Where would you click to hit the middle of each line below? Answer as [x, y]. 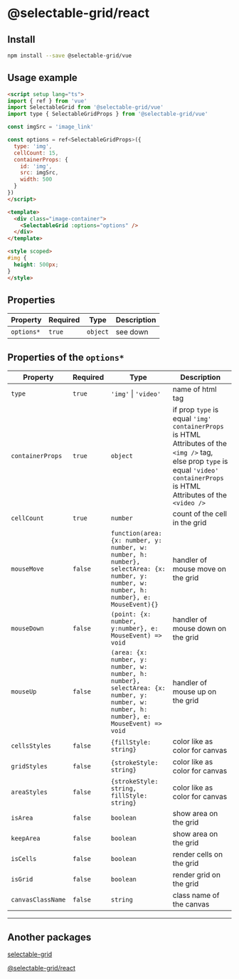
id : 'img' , [36, 166]
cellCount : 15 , [36, 153]
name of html [195, 389]
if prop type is [196, 410]
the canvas [191, 904]
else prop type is [200, 462]
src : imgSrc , [39, 173]
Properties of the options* [66, 357]
